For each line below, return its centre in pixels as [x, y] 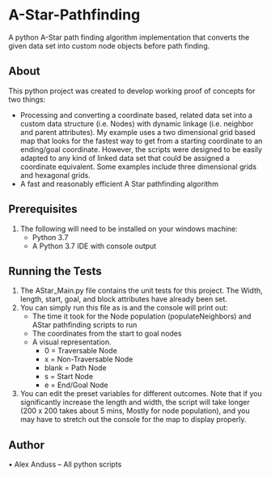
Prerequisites [43, 209]
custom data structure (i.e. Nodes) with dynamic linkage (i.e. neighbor [137, 124]
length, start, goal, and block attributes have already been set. [124, 299]
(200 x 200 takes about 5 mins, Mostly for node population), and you [135, 411]
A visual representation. [72, 342]
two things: [27, 99]
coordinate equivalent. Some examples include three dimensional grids [138, 167]
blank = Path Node [75, 368]
